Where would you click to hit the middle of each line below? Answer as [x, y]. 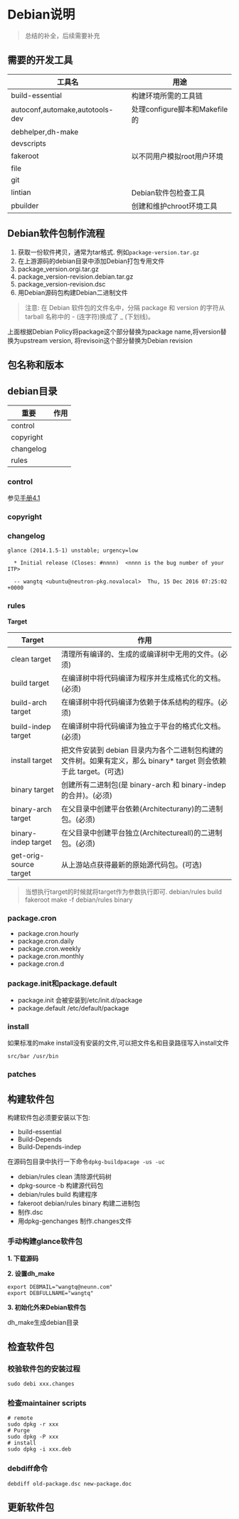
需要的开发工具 [40, 60]
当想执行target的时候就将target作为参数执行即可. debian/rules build [123, 891]
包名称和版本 [36, 364]
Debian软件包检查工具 [168, 193]
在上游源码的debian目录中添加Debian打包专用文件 [91, 261]
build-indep [31, 726]
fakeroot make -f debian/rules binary [79, 900]
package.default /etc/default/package [73, 1008]
